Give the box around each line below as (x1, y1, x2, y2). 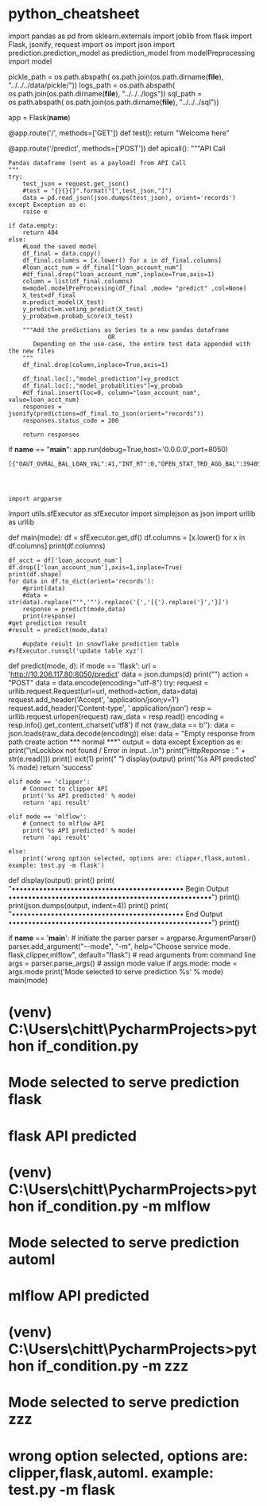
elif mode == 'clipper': (8, 778, 91, 786)
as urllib (8, 517, 34, 526)
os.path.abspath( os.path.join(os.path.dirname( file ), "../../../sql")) (8, 97, 220, 107)
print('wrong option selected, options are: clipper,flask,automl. (22, 854, 250, 862)
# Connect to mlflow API (22, 819, 105, 828)
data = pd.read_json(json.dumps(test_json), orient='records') (22, 193, 237, 201)
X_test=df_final (22, 291, 77, 299)
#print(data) (22, 584, 66, 592)
